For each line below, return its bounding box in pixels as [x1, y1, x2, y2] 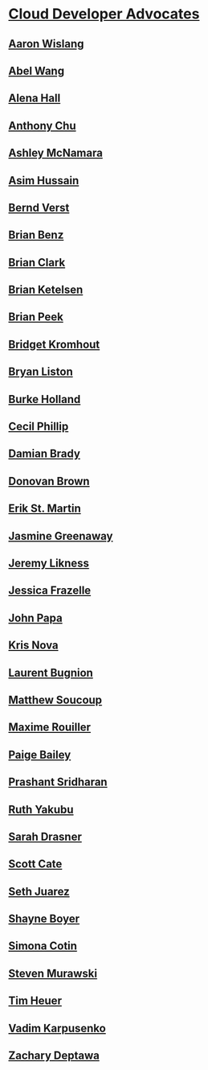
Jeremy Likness [8, 557, 90, 570]
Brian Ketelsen [8, 283, 84, 297]
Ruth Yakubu [8, 802, 74, 817]
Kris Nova [8, 639, 59, 652]
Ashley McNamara [8, 146, 103, 160]
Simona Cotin [8, 939, 78, 953]
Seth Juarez [8, 884, 70, 898]
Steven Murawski [8, 966, 98, 980]
